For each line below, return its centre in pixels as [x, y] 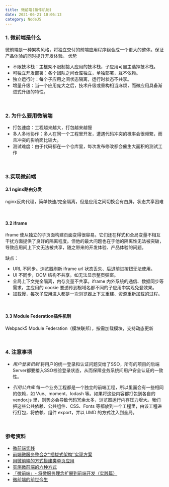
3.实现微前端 [21, 176]
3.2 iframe [16, 223]
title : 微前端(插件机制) [28, 10]
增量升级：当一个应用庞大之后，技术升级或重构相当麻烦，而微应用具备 [85, 85]
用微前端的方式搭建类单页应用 [43, 461]
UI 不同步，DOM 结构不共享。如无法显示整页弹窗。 [65, 275]
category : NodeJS [23, 19]
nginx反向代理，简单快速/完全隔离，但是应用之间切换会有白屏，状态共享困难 [84, 202]
